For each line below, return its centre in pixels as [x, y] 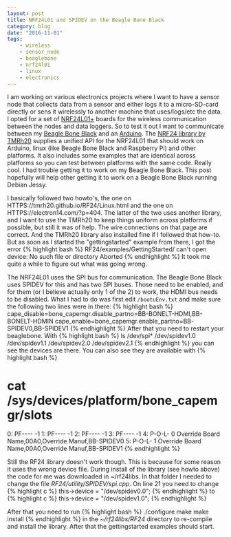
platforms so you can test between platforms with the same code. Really [109, 163]
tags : [15, 39]
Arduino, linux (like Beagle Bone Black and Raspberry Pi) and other [101, 148]
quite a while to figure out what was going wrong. [77, 264]
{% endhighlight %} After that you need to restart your [147, 328]
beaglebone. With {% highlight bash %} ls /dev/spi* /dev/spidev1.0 [101, 336]
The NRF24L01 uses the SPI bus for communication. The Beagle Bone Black [114, 277]
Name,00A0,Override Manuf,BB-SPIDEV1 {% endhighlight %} [93, 449]
